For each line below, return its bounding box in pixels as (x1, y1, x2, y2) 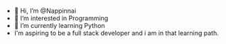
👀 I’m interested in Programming (14, 14, 109, 22)
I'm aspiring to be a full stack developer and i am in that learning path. (14, 29, 219, 37)
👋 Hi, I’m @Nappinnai (14, 7, 77, 15)
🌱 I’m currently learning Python (14, 22, 105, 29)
